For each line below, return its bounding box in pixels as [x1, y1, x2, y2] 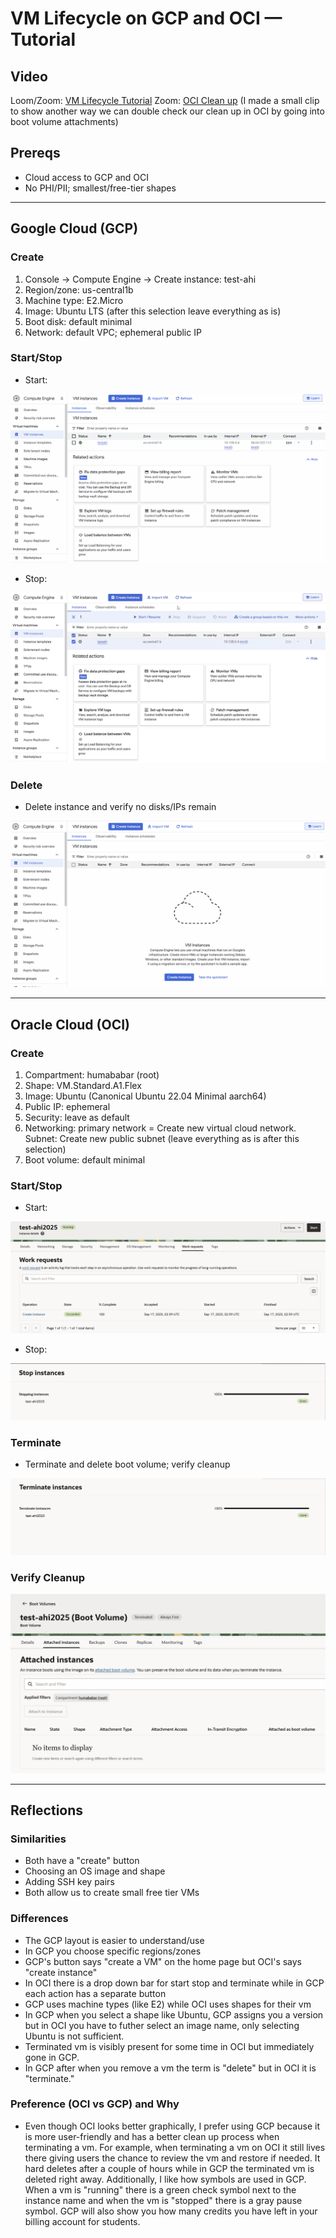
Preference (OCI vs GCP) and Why [10, 2097, 180, 2111]
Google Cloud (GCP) [10, 220, 139, 237]
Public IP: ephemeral [24, 1100, 111, 1112]
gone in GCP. [24, 2051, 80, 2063]
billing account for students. [24, 2215, 141, 2227]
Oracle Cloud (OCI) [10, 1016, 130, 1033]
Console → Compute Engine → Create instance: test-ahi [24, 273, 257, 285]
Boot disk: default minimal [24, 315, 133, 327]
